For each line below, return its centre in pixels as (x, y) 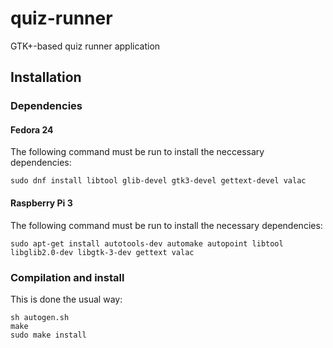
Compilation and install (67, 277)
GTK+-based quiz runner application (85, 46)
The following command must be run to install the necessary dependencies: (166, 225)
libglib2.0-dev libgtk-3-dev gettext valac (102, 252)
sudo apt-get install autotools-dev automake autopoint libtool (147, 243)
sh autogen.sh (40, 317)
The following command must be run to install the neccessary (137, 152)
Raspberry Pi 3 (41, 203)
